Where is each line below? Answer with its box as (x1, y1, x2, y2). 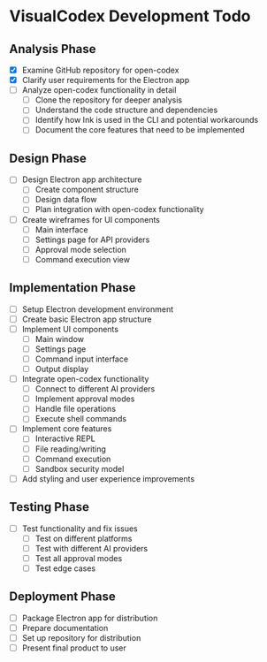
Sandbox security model (34, 463, 125, 474)
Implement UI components (21, 323, 119, 334)
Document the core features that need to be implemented (34, 125, 245, 135)
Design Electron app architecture (21, 174, 142, 185)
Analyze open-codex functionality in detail (21, 85, 177, 95)
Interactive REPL (34, 433, 95, 444)
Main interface (34, 224, 88, 235)
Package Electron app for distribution (21, 613, 158, 623)
